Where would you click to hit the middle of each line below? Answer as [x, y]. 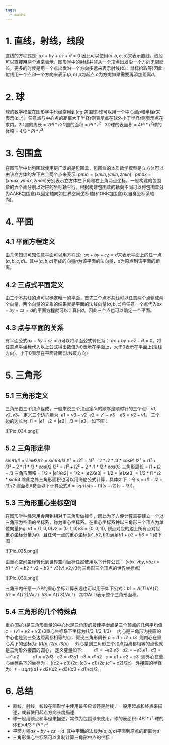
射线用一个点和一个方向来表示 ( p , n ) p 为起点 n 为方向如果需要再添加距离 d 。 [82, 75]
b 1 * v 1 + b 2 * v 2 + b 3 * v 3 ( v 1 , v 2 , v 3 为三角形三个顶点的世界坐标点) [73, 568]
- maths [18, 15]
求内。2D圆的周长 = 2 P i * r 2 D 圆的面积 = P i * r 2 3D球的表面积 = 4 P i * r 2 [79, 124]
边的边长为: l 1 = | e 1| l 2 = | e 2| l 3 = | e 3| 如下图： [57, 421]
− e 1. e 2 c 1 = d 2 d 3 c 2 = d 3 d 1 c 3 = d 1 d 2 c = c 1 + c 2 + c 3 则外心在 [82, 656]
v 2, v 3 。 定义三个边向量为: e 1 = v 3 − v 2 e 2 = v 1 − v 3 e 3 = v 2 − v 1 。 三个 [82, 415]
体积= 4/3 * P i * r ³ [30, 725]
